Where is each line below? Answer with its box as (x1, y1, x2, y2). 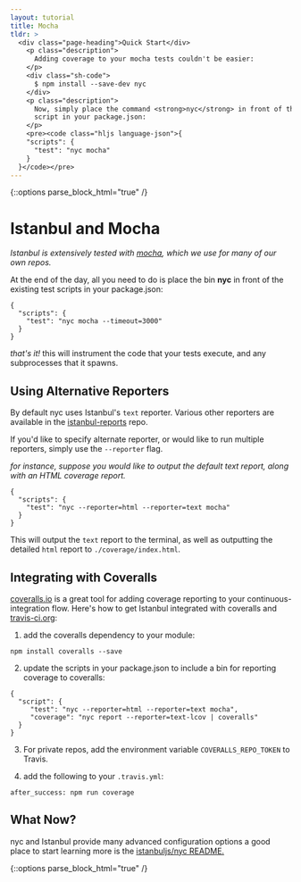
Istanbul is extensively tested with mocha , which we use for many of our (10, 247, 277, 259)
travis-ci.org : (10, 612, 58, 623)
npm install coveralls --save (10, 646, 123, 656)
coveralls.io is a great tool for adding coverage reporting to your (10, 593, 246, 603)
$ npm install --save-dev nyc (33, 79, 146, 88)
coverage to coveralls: (22, 671, 105, 683)
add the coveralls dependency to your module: (22, 629, 196, 640)
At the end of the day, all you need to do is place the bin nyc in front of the (10, 274, 284, 286)
